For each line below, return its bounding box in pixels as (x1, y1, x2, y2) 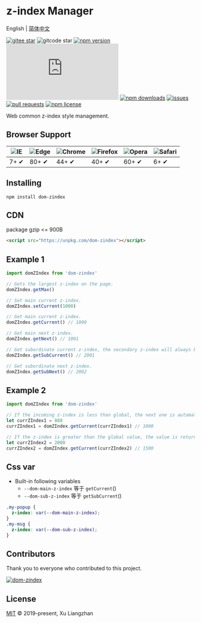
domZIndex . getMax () (6, 286, 55, 292)
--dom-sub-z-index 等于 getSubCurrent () (23, 492, 122, 499)
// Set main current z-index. (6, 297, 82, 304)
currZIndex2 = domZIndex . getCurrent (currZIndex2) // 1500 (6, 445, 154, 451)
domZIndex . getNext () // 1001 (6, 336, 79, 342)
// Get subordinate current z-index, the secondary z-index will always (6, 346, 191, 352)
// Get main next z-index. (6, 330, 74, 337)
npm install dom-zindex (6, 194, 66, 200)
